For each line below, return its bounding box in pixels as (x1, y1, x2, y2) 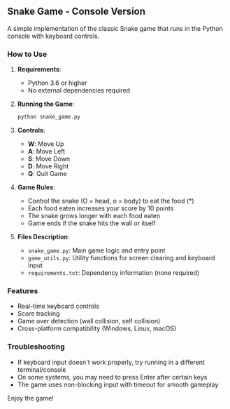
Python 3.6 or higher (27, 79, 87, 87)
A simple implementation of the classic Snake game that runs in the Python (7, 24, 223, 32)
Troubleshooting (7, 342, 65, 351)
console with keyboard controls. (7, 32, 100, 40)
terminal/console (17, 365, 66, 374)
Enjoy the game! (7, 394, 54, 402)
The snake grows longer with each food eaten (27, 211, 161, 220)
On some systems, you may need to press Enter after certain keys (17, 373, 208, 381)
